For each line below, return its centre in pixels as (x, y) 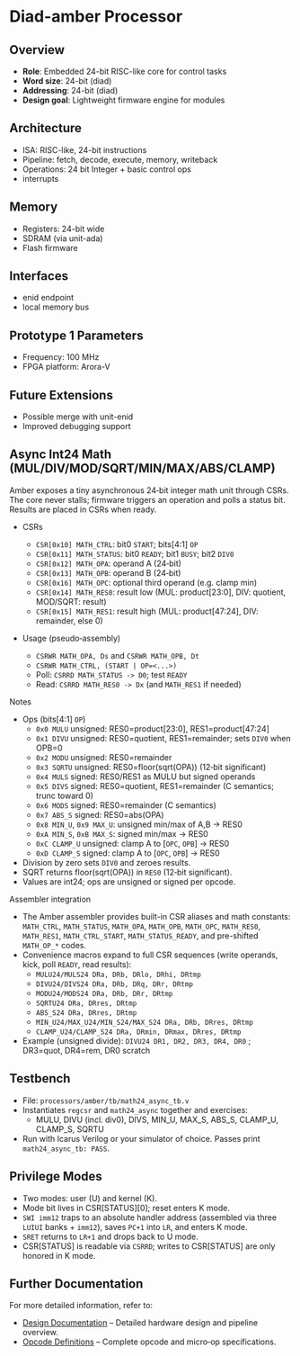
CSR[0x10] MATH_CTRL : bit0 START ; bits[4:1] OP (117, 544)
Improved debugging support (77, 427)
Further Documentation (76, 1284)
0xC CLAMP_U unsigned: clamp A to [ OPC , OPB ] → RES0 (132, 843)
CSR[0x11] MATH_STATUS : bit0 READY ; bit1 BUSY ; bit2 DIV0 (135, 553)
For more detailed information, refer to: (81, 1306)
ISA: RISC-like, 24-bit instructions (84, 149)
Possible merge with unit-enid (78, 417)
